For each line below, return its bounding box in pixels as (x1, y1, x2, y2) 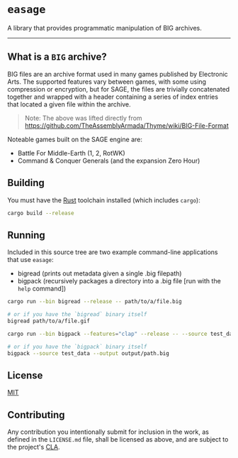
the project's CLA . (7, 443, 60, 452)
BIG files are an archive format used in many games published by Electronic (7, 70, 228, 78)
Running (7, 229, 46, 241)
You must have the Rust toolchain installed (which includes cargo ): (7, 195, 200, 205)
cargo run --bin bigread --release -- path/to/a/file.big (7, 298, 182, 305)
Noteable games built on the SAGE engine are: (7, 135, 143, 143)
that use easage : (7, 256, 55, 264)
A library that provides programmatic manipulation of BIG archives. (7, 23, 202, 32)
